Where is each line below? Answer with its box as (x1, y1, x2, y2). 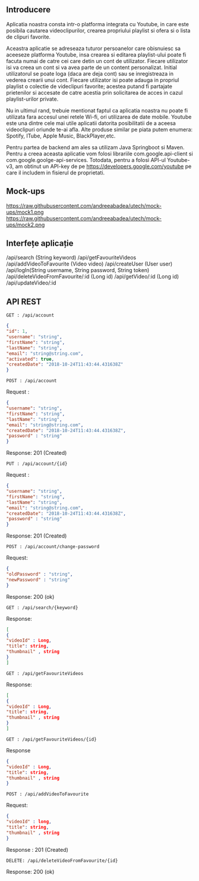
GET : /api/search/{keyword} (6, 604, 78, 611)
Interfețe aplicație (6, 238, 74, 249)
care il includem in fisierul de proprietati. (6, 169, 105, 176)
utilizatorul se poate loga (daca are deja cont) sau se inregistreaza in (6, 70, 174, 77)
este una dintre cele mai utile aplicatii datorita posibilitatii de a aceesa (6, 119, 176, 127)
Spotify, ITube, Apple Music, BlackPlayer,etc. (6, 132, 116, 139)
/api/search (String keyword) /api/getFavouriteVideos (6, 254, 137, 261)
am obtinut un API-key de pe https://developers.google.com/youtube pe (15, 163, 192, 170)
